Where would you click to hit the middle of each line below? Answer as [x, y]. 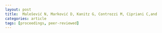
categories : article [26, 18]
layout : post [18, 9]
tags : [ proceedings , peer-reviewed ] [42, 23]
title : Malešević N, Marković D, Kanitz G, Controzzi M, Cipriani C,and [81, 14]
